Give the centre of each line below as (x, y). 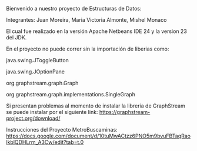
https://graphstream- (125, 112)
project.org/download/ (33, 118)
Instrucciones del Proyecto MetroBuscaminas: (62, 130)
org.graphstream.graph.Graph (42, 83)
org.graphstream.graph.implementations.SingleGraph (71, 94)
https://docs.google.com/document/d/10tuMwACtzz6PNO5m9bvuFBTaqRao (98, 136)
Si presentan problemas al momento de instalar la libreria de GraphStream (96, 106)
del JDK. (16, 37)
